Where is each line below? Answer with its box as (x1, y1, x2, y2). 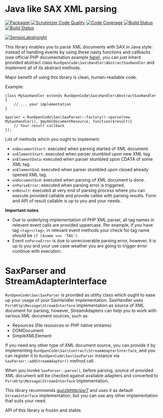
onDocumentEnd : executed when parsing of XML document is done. (12, 177, 145, 183)
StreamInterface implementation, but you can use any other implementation (5, 392, 158, 398)
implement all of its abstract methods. (5, 65, 81, 71)
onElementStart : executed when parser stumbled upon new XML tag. (12, 151, 151, 157)
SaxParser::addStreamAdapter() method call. (5, 358, 95, 364)
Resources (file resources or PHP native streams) (12, 322, 112, 328)
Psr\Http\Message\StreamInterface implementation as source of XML (5, 302, 144, 308)
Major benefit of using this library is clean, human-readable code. (5, 74, 138, 80)
